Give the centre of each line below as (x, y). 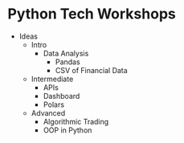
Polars (54, 104)
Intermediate (52, 79)
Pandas (68, 62)
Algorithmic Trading (76, 121)
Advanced (48, 112)
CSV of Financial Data (91, 70)
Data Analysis (66, 53)
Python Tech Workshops (92, 14)
